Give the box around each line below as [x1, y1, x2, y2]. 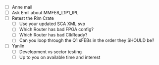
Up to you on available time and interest [19, 54, 101, 60]
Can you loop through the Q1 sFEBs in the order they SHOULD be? [19, 37, 155, 43]
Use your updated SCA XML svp [19, 21, 85, 27]
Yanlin [11, 43, 25, 49]
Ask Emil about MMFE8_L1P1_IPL [11, 10, 79, 16]
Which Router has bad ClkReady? [19, 32, 88, 38]
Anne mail [11, 4, 33, 10]
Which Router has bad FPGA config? [19, 27, 94, 32]
